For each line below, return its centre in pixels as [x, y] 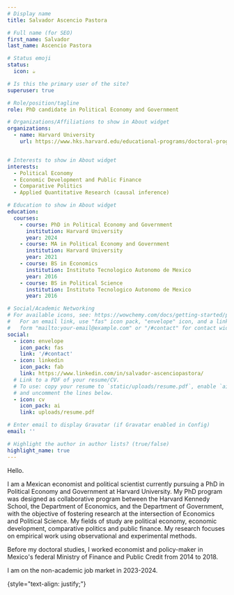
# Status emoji [29, 59]
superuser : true [31, 90]
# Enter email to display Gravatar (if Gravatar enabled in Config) [109, 425]
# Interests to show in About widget [62, 160]
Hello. [16, 470]
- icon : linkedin [39, 361]
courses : [26, 218]
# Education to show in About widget [62, 205]
